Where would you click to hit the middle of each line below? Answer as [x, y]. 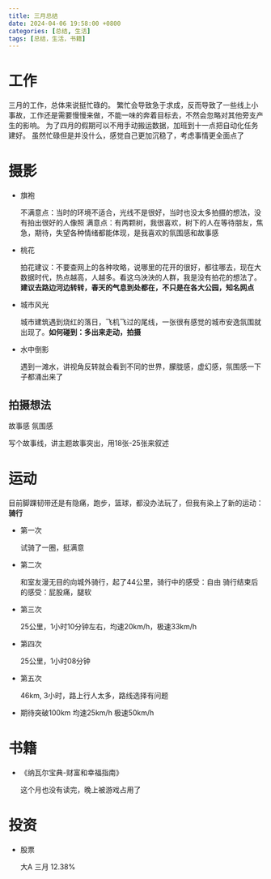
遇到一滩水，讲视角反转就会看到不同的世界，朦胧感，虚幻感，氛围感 [133, 367]
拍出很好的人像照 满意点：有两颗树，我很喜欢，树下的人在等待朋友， [142, 223]
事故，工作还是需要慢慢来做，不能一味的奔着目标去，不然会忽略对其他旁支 [132, 115]
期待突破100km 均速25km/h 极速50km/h [87, 712]
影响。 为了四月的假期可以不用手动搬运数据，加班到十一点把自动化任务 [140, 126]
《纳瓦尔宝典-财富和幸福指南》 [72, 772]
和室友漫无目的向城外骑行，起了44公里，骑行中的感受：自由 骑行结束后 [139, 581]
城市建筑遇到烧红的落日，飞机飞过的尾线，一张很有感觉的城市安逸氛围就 [140, 322]
